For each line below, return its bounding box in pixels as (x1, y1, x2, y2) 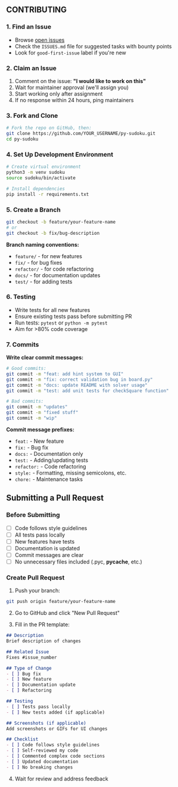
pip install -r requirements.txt (6, 191, 89, 197)
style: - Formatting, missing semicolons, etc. (14, 469, 127, 476)
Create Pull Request (6, 573, 65, 581)
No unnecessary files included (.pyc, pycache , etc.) (14, 558, 143, 565)
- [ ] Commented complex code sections (6, 753, 105, 760)
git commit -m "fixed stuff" (6, 409, 79, 416)
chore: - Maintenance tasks (14, 475, 83, 483)
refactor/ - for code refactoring (14, 265, 94, 272)
